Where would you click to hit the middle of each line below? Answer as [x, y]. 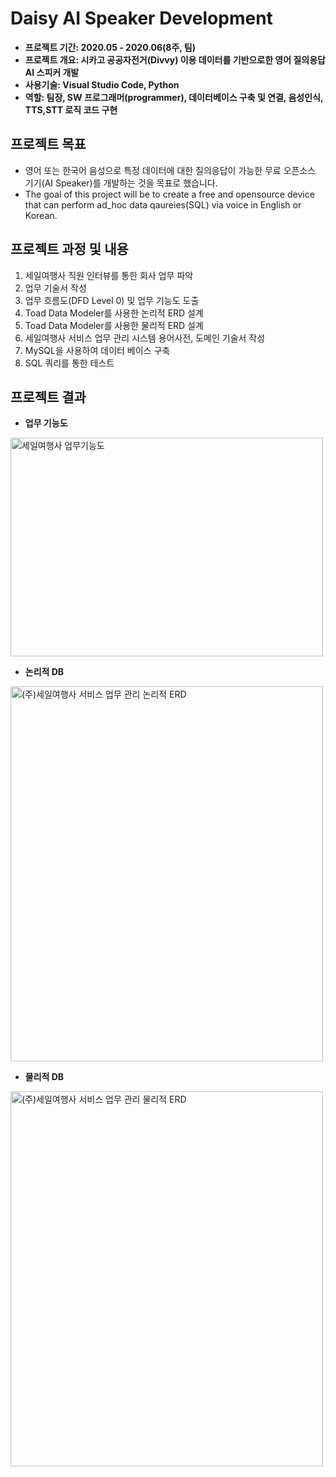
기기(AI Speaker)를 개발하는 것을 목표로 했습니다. [121, 183]
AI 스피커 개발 [52, 72]
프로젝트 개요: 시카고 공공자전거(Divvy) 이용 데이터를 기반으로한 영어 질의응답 [175, 59]
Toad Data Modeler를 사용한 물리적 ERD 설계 [114, 325]
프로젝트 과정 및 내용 [69, 249]
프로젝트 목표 [48, 144]
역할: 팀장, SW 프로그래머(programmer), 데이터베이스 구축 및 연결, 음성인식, [174, 97]
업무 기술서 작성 [55, 288]
